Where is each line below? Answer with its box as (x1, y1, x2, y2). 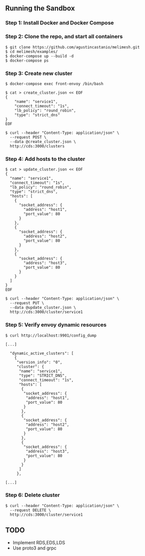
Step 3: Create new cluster (5, 70, 73, 77)
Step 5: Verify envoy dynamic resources (5, 321, 107, 328)
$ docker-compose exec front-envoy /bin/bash (5, 81, 103, 86)
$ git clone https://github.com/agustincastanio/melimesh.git (5, 44, 140, 50)
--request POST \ (10, 134, 47, 140)
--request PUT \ (10, 300, 44, 306)
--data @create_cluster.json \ (10, 139, 76, 144)
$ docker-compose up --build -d (5, 53, 74, 59)
